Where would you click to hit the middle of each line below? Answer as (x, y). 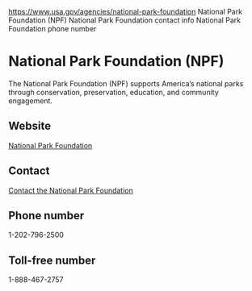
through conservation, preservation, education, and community (114, 92)
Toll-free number (52, 260)
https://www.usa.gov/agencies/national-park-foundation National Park (126, 12)
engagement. (30, 101)
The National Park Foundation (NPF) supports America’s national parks (126, 83)
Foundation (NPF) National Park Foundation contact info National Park (125, 20)
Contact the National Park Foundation (71, 190)
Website (29, 126)
